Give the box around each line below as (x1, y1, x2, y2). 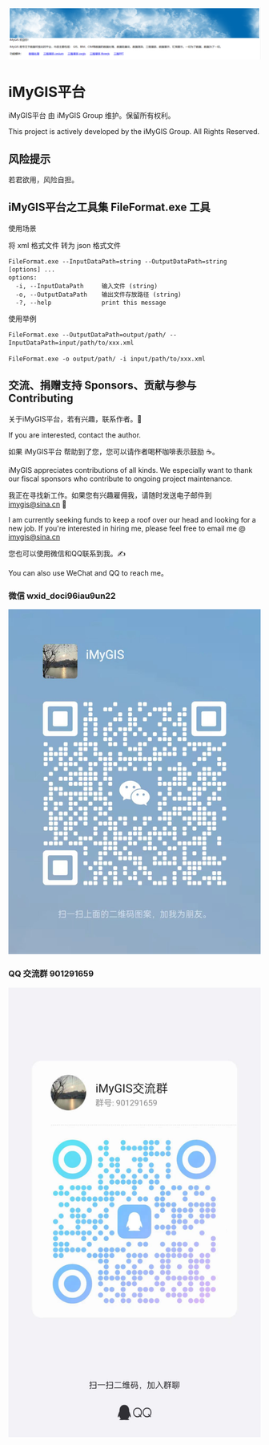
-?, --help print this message (15, 299, 167, 307)
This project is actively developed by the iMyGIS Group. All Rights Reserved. (8, 127, 260, 136)
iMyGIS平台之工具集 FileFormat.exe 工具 (8, 201, 211, 214)
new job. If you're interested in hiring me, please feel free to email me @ (8, 523, 246, 533)
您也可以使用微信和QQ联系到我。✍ (8, 548, 126, 558)
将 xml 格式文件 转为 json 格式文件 (8, 240, 122, 250)
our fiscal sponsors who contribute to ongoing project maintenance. (8, 474, 233, 483)
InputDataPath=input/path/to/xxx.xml (8, 339, 134, 347)
